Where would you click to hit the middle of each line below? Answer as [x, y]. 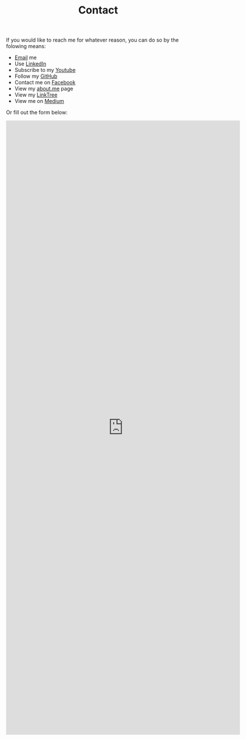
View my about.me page [44, 89]
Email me [25, 58]
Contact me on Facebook [45, 82]
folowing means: [26, 46]
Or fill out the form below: [37, 112]
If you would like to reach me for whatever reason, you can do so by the [93, 40]
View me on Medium [39, 101]
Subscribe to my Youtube [45, 70]
